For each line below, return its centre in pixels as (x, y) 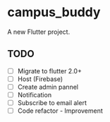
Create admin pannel (48, 87)
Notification (34, 94)
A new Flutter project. (39, 32)
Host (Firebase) (40, 79)
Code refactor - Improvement (60, 111)
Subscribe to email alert (52, 103)
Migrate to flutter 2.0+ (50, 71)
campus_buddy (54, 12)
